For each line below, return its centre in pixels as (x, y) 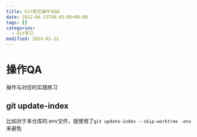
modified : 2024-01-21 (33, 39)
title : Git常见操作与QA (33, 11)
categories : (21, 28)
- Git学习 (22, 34)
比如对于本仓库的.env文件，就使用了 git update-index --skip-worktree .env (99, 121)
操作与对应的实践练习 (32, 87)
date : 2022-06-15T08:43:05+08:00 (47, 17)
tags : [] (17, 22)
